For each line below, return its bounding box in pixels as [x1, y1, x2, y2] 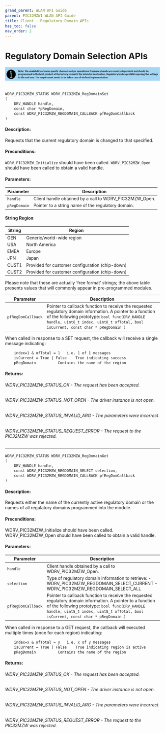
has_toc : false [5, 24, 36, 29]
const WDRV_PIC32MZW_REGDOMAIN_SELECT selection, [14, 468, 118, 473]
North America [26, 242, 56, 247]
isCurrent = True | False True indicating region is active [14, 645, 146, 650]
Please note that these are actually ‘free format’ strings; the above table [5, 280, 150, 286]
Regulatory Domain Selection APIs [5, 51, 148, 62]
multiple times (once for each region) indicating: [5, 629, 102, 635]
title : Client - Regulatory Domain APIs [5, 18, 89, 23]
